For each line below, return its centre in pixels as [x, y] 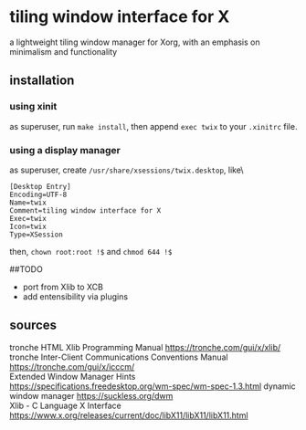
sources [33, 325]
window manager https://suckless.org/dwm [91, 395]
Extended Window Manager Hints [73, 376]
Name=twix [28, 203]
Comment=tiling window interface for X [85, 210]
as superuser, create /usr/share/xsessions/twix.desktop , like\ [127, 170]
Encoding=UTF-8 [38, 194]
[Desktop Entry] [40, 186]
